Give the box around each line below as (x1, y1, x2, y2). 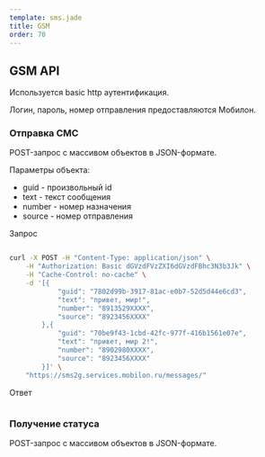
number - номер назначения (22, 202, 132, 212)
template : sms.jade (9, 13, 83, 22)
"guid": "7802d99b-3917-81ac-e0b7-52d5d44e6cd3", (57, 287, 247, 296)
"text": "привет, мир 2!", (57, 337, 159, 346)
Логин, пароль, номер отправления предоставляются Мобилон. (9, 104, 256, 115)
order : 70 (9, 30, 47, 39)
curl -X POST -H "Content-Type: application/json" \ (9, 254, 211, 263)
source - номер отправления (22, 211, 133, 221)
